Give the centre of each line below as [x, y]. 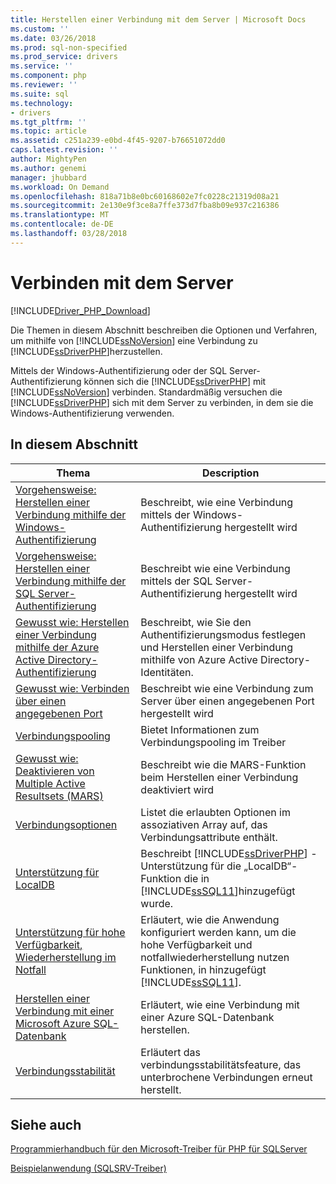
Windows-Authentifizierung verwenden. [92, 413]
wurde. [157, 903]
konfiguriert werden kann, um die [218, 932]
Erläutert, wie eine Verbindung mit [220, 1004]
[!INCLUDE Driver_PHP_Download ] [80, 310]
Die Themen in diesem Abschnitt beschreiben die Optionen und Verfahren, [164, 330]
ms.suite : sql [40, 94]
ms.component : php [48, 76]
